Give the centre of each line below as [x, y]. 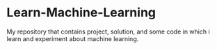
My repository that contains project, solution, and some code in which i [108, 32]
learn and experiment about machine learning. [73, 38]
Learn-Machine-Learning [81, 13]
